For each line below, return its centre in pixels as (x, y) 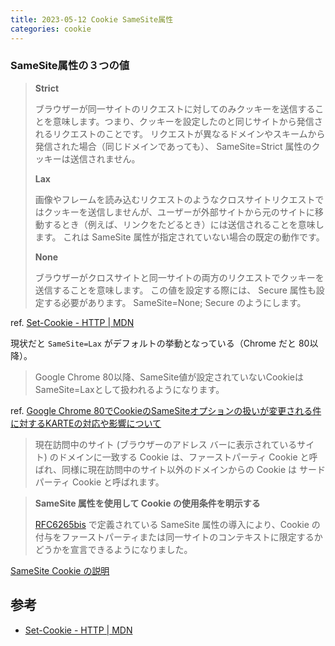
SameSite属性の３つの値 (70, 66)
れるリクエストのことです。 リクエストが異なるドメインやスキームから (180, 133)
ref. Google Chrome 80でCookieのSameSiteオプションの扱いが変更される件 (166, 410)
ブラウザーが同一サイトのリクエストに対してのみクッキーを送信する (175, 108)
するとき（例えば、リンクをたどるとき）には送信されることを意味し (184, 224)
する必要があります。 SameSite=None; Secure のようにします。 (175, 302)
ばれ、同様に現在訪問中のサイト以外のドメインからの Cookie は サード (180, 469)
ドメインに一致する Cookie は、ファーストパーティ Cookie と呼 (188, 457)
